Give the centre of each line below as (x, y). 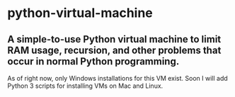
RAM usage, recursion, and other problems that (114, 50)
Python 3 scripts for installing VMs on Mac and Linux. (85, 86)
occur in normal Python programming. (93, 61)
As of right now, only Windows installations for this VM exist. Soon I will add (117, 78)
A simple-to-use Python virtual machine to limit (114, 39)
